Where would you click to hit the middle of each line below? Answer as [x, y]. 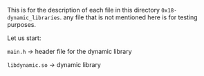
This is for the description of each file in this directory [84, 10]
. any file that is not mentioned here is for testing [129, 17]
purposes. [22, 25]
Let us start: [24, 38]
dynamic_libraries [34, 18]
